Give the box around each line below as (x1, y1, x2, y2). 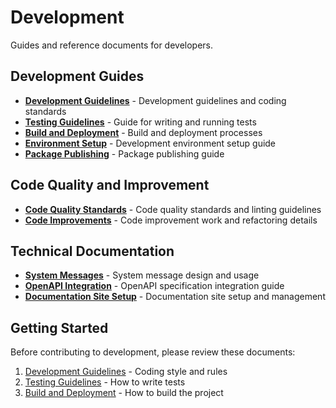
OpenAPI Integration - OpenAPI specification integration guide (24, 280, 285, 292)
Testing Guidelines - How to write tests (24, 376, 186, 388)
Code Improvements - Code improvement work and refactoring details (24, 214, 318, 226)
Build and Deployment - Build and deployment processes (24, 126, 263, 138)
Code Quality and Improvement (10, 177, 210, 194)
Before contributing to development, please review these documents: (10, 346, 296, 358)
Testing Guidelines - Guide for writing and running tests (24, 116, 257, 128)
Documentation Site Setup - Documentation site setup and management (24, 291, 326, 303)
